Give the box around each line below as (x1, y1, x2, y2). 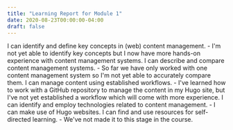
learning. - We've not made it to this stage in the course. (32, 115, 193, 124)
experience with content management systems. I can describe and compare (7, 57, 225, 65)
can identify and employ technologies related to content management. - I (7, 101, 216, 109)
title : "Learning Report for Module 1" (7, 10, 123, 17)
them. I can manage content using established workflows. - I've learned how (7, 79, 226, 87)
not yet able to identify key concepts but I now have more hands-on (7, 49, 201, 57)
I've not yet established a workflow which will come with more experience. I (7, 93, 223, 102)
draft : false (7, 23, 45, 30)
